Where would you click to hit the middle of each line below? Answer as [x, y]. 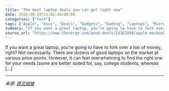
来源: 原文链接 [20, 83]
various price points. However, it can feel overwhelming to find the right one [84, 58]
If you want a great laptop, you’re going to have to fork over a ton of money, [83, 47]
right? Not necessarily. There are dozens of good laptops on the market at [82, 52]
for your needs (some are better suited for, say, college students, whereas [82, 63]
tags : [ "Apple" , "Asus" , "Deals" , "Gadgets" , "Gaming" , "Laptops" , [77, 24]
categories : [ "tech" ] [28, 19]
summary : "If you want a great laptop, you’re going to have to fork [80, 28]
